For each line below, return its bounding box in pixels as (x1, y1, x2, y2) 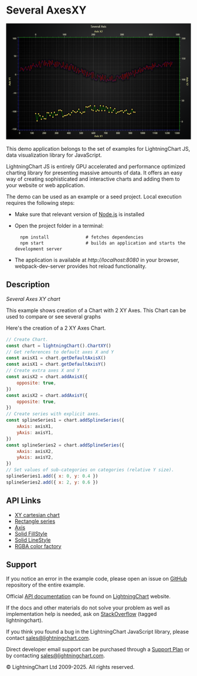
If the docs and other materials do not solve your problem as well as (6, 604, 170, 611)
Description (6, 280, 50, 290)
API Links (6, 496, 41, 506)
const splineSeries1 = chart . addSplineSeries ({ (6, 417, 125, 423)
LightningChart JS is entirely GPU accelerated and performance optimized (6, 163, 186, 170)
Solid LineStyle (14, 536, 51, 544)
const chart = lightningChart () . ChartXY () (6, 343, 111, 349)
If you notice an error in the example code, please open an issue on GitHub (6, 575, 188, 582)
